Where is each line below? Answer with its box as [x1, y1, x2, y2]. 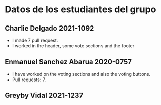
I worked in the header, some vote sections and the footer [12, 43, 134, 49]
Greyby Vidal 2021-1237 [5, 91, 84, 100]
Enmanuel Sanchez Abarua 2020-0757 [5, 58, 132, 66]
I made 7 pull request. [12, 37, 58, 43]
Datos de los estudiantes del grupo [5, 4, 156, 15]
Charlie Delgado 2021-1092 [5, 24, 94, 33]
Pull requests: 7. [12, 76, 46, 83]
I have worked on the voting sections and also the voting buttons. [12, 71, 151, 77]
